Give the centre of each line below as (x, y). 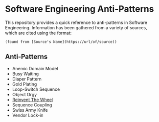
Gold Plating (24, 84)
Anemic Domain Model (35, 68)
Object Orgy (24, 94)
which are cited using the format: (38, 33)
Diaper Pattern (27, 79)
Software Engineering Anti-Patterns (79, 9)
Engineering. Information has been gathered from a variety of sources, (76, 27)
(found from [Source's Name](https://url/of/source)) (61, 42)
